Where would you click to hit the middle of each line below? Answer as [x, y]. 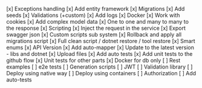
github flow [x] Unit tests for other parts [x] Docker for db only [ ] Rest [93, 60]
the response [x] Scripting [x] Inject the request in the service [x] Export [96, 28]
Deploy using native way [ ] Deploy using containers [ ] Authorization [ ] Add [101, 73]
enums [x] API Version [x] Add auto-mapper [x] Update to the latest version [100, 47]
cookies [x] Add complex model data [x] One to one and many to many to [98, 22]
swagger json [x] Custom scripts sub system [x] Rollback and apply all [94, 35]
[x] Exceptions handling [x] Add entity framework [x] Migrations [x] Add [96, 9]
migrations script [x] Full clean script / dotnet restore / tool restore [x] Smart [101, 41]
